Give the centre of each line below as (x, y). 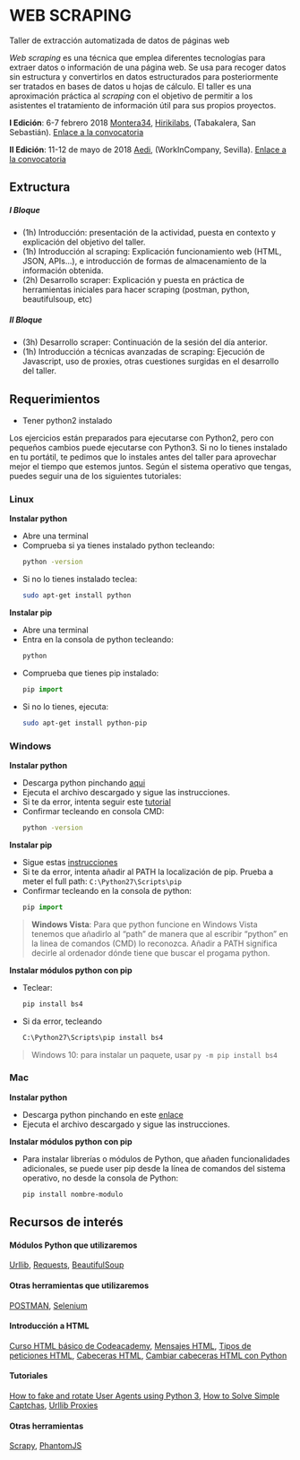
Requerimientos (55, 399)
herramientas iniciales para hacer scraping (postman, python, (136, 290)
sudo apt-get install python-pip (85, 723)
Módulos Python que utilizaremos (73, 1245)
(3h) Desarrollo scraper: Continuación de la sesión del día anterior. (145, 342)
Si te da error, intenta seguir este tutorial (97, 802)
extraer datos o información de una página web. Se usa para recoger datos (148, 67)
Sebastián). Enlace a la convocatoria (77, 132)
